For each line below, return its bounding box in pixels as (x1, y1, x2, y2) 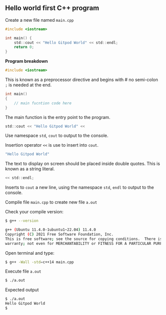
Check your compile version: (5, 209, 64, 215)
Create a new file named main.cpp (5, 17, 74, 23)
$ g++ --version (5, 218, 39, 224)
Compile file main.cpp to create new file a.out (5, 199, 97, 205)
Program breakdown (5, 58, 48, 64)
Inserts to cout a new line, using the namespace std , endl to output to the (5, 185, 154, 191)
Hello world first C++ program (5, 4, 99, 12)
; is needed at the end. (5, 82, 52, 88)
